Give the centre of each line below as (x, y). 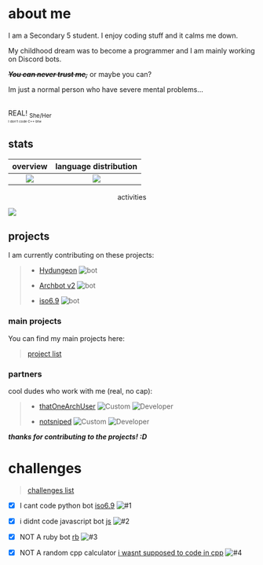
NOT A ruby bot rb (49, 537)
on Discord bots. (35, 59)
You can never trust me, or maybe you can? (80, 74)
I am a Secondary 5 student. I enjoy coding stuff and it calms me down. (123, 35)
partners (25, 374)
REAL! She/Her (30, 114)
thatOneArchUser (67, 406)
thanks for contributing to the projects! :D (78, 436)
